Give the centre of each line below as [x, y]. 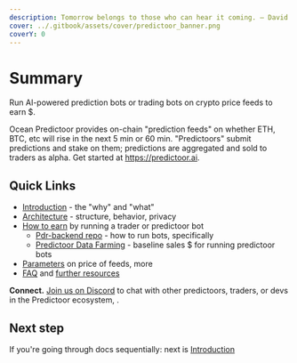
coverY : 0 [28, 34]
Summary [46, 78]
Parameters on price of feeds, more [87, 264]
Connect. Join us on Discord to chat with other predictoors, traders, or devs [149, 291]
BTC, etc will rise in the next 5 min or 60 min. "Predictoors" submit [130, 139]
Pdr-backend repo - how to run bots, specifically [124, 236]
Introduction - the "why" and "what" [88, 207]
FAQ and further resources [71, 273]
